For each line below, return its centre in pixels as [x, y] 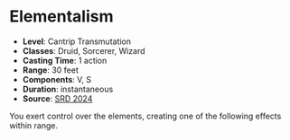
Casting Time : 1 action [65, 60]
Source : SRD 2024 [57, 98]
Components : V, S [57, 79]
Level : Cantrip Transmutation [77, 41]
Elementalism [61, 17]
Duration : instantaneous [68, 89]
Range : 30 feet [51, 70]
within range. [34, 125]
